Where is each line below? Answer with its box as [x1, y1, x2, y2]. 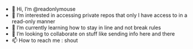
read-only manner [11, 18, 56, 24]
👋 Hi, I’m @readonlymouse [11, 6, 76, 12]
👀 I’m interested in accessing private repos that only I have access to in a [11, 12, 188, 19]
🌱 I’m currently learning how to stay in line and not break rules [11, 24, 161, 31]
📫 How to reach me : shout [11, 37, 78, 44]
